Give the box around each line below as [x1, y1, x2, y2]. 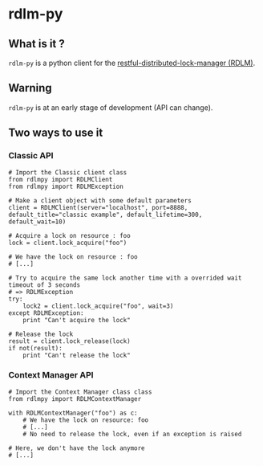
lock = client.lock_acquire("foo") [8, 239, 127, 247]
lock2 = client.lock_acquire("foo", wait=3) [22, 302, 174, 310]
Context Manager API [8, 370, 94, 381]
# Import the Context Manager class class [8, 387, 152, 396]
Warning [8, 81, 52, 95]
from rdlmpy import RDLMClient [8, 175, 113, 183]
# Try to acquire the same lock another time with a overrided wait [8, 274, 242, 282]
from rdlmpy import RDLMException [8, 182, 124, 190]
